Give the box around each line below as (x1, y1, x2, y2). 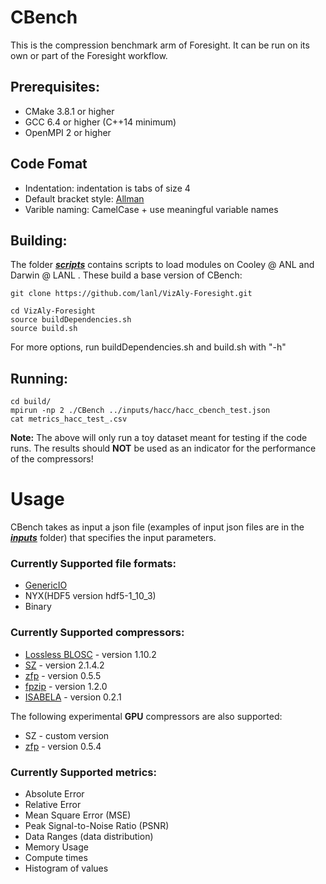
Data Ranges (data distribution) (24, 831, 154, 843)
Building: (10, 232, 68, 249)
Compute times (24, 852, 88, 864)
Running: (10, 370, 69, 387)
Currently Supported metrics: (10, 765, 158, 779)
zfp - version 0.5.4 (24, 740, 102, 752)
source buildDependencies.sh (10, 315, 132, 325)
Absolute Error (24, 788, 85, 800)
